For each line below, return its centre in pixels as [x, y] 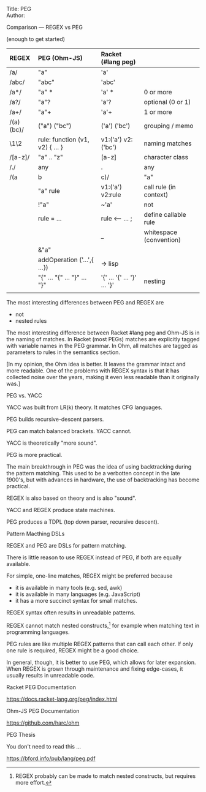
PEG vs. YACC [25, 395]
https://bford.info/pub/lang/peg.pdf [51, 758]
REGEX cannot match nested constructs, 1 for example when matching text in [103, 625]
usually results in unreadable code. [51, 675]
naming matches [168, 143]
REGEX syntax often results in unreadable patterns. [71, 613]
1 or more [158, 112]
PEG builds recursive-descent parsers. [55, 419]
